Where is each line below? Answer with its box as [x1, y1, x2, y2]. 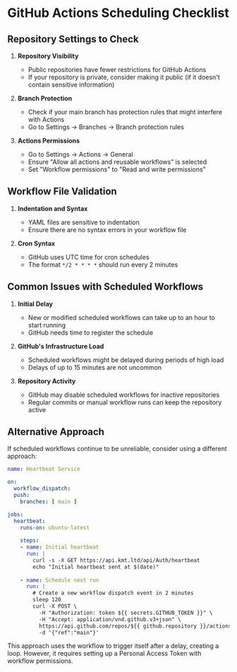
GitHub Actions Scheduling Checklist [7, 5, 229, 21]
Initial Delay [17, 299, 53, 308]
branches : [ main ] [20, 498, 78, 505]
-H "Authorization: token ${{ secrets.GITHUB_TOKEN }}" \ [38, 609, 213, 616]
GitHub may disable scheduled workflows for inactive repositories [28, 390, 220, 399]
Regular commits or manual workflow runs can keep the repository [28, 397, 222, 407]
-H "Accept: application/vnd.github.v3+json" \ [38, 616, 181, 623]
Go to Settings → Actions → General [28, 150, 133, 158]
